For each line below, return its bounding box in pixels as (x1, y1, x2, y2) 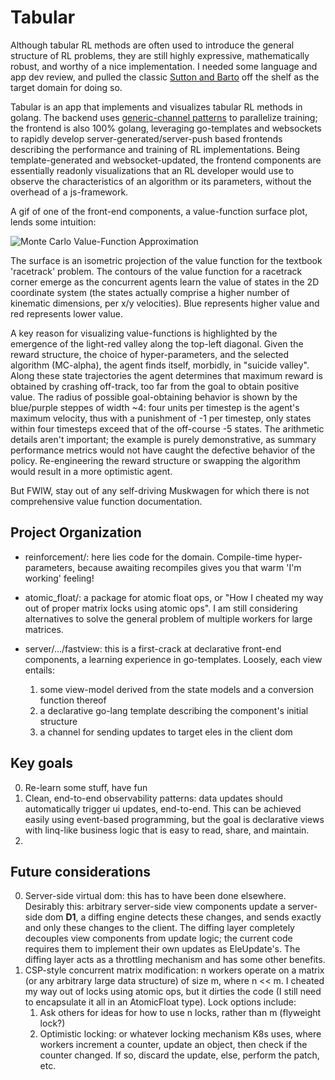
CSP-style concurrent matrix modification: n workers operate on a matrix (24, 964, 325, 976)
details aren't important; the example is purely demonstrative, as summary (10, 433, 317, 445)
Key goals (10, 755, 74, 772)
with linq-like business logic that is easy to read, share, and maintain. (24, 824, 310, 836)
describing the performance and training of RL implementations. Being (10, 143, 301, 155)
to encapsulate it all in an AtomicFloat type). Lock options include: (24, 996, 297, 1008)
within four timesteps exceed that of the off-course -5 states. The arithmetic (10, 422, 325, 435)
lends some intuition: (10, 216, 97, 228)
